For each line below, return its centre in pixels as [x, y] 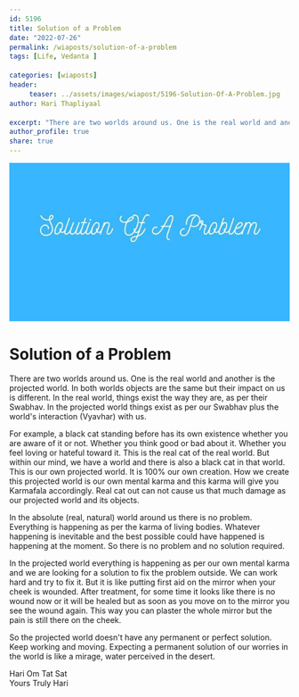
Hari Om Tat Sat [38, 674]
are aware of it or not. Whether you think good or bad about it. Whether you [148, 444]
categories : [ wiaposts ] [53, 76]
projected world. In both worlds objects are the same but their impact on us [147, 388]
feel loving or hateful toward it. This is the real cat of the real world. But [139, 453]
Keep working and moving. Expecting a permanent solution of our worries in [149, 647]
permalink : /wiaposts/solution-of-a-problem [93, 47]
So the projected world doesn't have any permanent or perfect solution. [141, 637]
